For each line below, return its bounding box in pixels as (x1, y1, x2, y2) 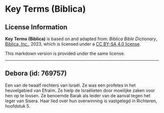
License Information (5, 23, 67, 31)
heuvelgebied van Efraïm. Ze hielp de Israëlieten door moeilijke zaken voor (5, 87, 155, 93)
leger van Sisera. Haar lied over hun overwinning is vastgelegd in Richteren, (5, 98, 157, 104)
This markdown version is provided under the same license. (5, 50, 125, 56)
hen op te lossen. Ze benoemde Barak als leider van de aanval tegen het (5, 92, 150, 98)
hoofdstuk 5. (5, 103, 31, 109)
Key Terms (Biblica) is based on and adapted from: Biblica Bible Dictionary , (5, 36, 158, 42)
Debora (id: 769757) (5, 69, 67, 78)
